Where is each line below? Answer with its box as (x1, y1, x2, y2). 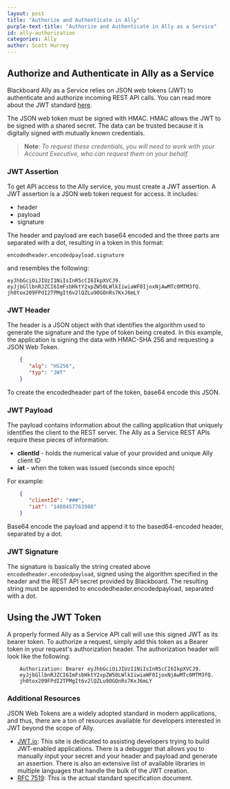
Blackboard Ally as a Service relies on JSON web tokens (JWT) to (7, 86, 194, 94)
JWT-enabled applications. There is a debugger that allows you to (17, 745, 205, 753)
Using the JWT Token (7, 612, 102, 623)
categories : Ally (7, 36, 57, 43)
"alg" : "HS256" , (28, 363, 76, 370)
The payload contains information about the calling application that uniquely (7, 421, 223, 429)
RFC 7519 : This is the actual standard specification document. (17, 774, 193, 782)
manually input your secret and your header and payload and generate (17, 752, 218, 760)
